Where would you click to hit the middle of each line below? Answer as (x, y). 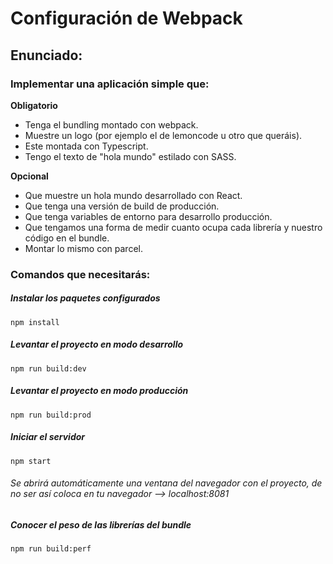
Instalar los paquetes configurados (85, 298)
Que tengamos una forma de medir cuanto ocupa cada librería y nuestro (173, 227)
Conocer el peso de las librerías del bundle (101, 524)
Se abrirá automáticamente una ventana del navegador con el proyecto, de (166, 483)
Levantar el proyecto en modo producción (99, 391)
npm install (35, 322)
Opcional (29, 176)
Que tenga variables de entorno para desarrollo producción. (148, 216)
